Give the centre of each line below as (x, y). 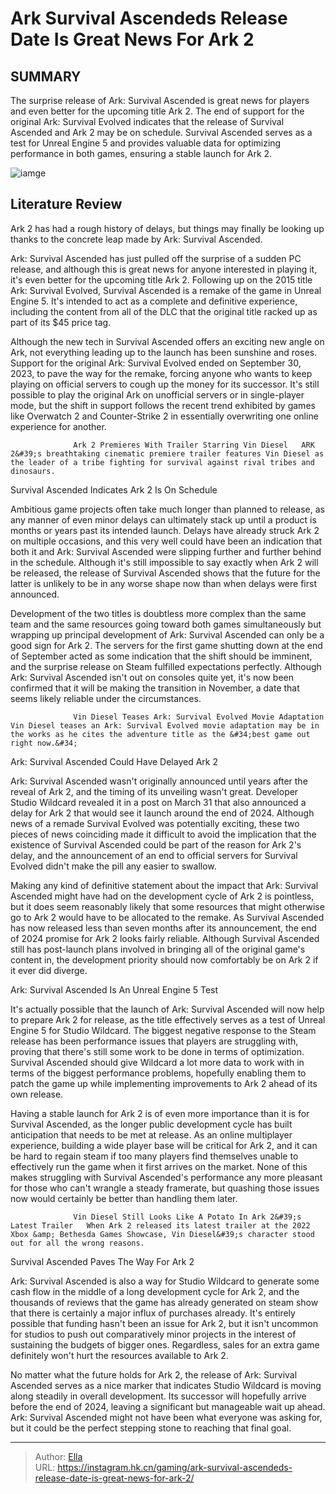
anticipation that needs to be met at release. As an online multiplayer (151, 1134)
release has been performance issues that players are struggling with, (154, 1041)
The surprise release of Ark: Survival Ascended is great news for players (160, 100)
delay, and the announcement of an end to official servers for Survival (154, 855)
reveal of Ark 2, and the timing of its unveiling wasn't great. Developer (154, 791)
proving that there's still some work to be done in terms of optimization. (157, 1051)
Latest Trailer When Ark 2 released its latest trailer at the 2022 (160, 1225)
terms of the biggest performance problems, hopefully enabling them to (158, 1073)
